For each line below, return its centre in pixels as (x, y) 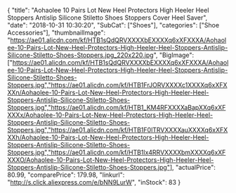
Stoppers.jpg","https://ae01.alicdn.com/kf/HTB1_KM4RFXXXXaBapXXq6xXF (117, 107)
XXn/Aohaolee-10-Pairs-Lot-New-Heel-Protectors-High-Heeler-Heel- (108, 92)
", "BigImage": (174, 55)
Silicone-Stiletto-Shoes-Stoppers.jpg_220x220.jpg (80, 55)
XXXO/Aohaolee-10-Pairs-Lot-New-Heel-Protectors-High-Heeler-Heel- (111, 160)
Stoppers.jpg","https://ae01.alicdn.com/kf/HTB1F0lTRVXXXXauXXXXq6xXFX (118, 130)
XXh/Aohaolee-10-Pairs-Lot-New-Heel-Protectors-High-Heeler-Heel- (108, 137)
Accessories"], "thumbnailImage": (57, 32)
